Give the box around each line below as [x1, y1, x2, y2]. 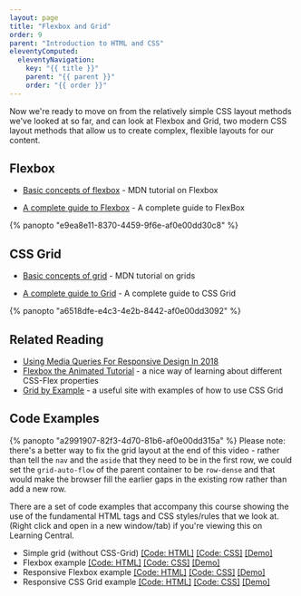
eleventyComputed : [9, 47, 79, 56]
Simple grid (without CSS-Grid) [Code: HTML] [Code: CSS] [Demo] [22, 547, 274, 558]
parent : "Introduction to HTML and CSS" [9, 38, 165, 48]
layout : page [9, 13, 59, 23]
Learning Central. [9, 530, 74, 541]
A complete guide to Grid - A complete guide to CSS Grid [22, 288, 237, 299]
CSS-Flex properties [22, 376, 100, 386]
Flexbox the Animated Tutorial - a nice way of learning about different [22, 366, 283, 376]
